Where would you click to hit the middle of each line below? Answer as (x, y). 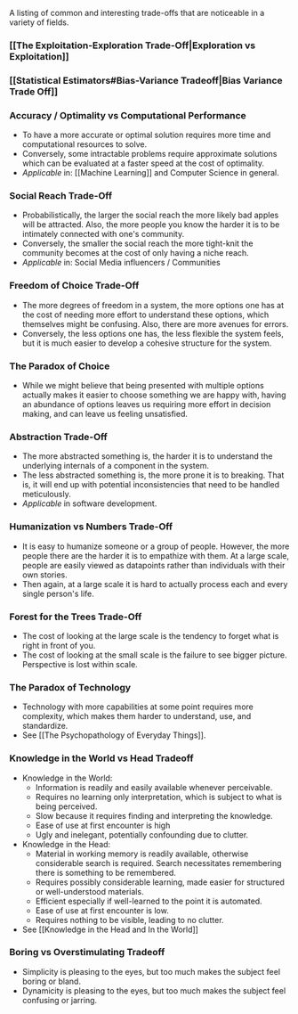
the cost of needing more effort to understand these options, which (145, 315)
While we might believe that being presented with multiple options (143, 386)
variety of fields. (39, 22)
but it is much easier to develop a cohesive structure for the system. (147, 343)
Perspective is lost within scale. (80, 664)
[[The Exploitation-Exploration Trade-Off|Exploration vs (133, 45)
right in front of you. (59, 645)
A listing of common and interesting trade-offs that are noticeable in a (137, 13)
